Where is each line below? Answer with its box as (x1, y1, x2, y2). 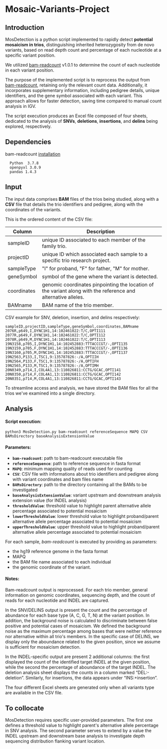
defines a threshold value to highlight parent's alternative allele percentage (5, 722, 159, 729)
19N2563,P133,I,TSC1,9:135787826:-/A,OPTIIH (5, 354, 99, 359)
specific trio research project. (42, 257, 111, 264)
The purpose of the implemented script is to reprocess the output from (5, 77, 150, 83)
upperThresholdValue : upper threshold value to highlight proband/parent (12, 524, 160, 530)
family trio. (42, 243, 67, 250)
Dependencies (5, 138, 51, 146)
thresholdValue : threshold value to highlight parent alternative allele (12, 503, 152, 509)
